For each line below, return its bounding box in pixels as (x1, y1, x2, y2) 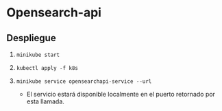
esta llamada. (26, 97, 64, 106)
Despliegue (6, 32, 56, 44)
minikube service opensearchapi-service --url (16, 78, 152, 85)
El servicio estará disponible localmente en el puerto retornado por (26, 90, 215, 98)
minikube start (16, 51, 60, 58)
